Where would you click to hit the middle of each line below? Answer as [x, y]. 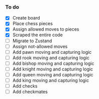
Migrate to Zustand [32, 41]
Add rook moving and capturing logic [51, 58]
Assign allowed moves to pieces [46, 29]
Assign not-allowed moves [40, 46]
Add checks [25, 86]
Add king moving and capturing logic [51, 80]
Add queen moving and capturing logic [53, 74]
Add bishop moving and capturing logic [53, 63]
